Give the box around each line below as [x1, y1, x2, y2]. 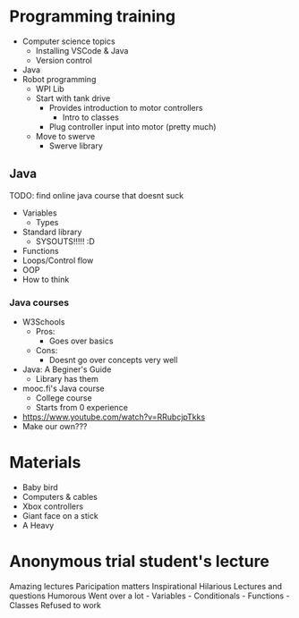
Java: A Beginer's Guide [21, 364, 112, 375]
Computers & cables [21, 491, 98, 502]
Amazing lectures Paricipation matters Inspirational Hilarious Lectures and [9, 580, 283, 591]
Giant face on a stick [21, 510, 98, 521]
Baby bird [21, 481, 58, 493]
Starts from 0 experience [35, 402, 128, 413]
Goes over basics [48, 335, 114, 346]
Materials [9, 453, 81, 473]
